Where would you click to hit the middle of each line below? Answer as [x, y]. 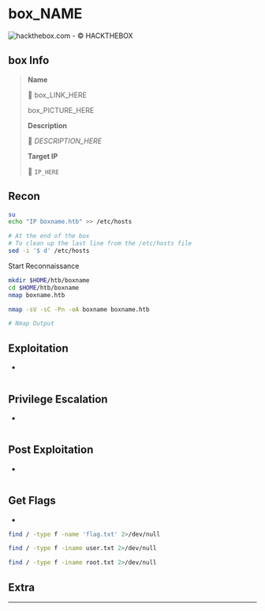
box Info [29, 60]
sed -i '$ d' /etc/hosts [49, 251]
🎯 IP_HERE [43, 172]
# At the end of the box [49, 236]
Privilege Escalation [58, 399]
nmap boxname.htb [37, 295]
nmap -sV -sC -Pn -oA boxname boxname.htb [79, 309]
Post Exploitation [51, 450]
